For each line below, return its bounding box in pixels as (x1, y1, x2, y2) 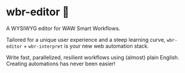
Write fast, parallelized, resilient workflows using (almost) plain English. (6, 54, 180, 61)
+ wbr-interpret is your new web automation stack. (23, 42, 150, 49)
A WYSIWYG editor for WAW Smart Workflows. (6, 25, 121, 32)
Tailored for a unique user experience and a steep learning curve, (6, 36, 165, 43)
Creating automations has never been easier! (6, 60, 116, 67)
